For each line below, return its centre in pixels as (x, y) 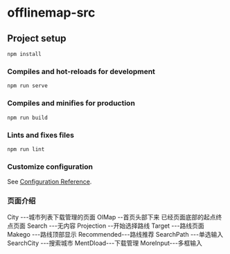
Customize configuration (50, 166)
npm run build (28, 118)
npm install (24, 54)
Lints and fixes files (41, 135)
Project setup (37, 38)
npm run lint (26, 149)
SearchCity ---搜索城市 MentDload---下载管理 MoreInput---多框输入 (105, 243)
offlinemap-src (51, 13)
